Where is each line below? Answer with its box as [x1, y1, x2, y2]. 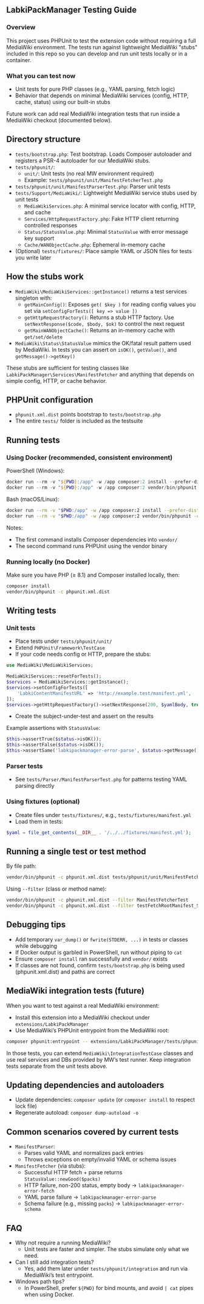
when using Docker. [24, 1291, 75, 1298]
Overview [6, 23, 36, 32]
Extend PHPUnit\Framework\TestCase [15, 644, 105, 651]
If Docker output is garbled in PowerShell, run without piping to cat [15, 948, 182, 956]
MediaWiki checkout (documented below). [6, 116, 112, 124]
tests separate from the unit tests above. [6, 1062, 107, 1070]
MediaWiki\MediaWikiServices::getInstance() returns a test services [15, 287, 187, 295]
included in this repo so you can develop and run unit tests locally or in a [6, 50, 188, 57]
